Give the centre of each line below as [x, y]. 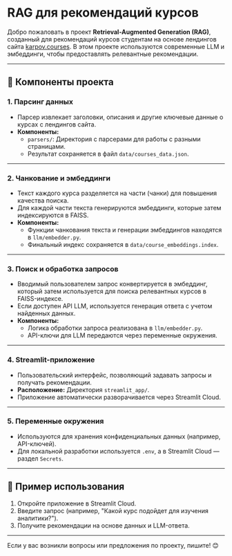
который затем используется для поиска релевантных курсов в [112, 291]
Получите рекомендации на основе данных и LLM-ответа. [103, 525]
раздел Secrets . [40, 458]
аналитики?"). [38, 518]
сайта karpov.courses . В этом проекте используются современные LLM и [116, 46]
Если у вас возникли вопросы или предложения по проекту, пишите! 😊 [113, 545]
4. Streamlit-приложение [51, 360]
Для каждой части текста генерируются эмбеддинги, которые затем [119, 207]
